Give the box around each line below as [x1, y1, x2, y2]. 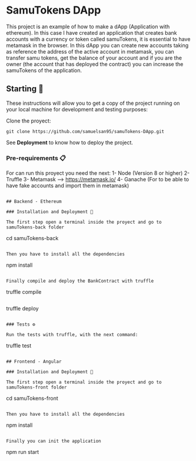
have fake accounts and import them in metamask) [6, 182, 129, 189]
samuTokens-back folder [6, 224, 65, 230]
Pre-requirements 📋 [6, 154, 67, 162]
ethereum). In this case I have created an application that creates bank [6, 29, 177, 36]
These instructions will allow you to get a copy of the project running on [6, 100, 180, 107]
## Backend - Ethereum [6, 198, 62, 205]
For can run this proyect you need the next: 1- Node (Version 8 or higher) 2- [6, 170, 190, 177]
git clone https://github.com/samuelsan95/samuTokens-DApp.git [6, 128, 165, 134]
